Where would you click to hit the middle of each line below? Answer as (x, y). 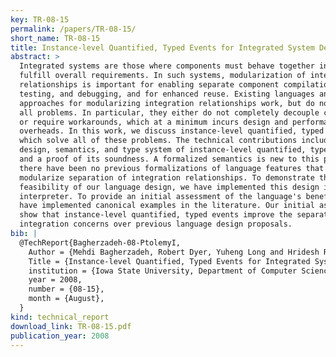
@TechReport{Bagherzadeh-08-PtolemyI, (100, 242)
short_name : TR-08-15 (55, 38)
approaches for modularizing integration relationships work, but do (167, 103)
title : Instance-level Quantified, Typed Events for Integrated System (162, 47)
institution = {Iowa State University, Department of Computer (163, 271)
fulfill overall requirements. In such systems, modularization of (163, 76)
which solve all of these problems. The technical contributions (158, 141)
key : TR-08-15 (40, 19)
